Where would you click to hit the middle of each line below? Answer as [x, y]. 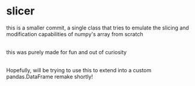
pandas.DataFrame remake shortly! [49, 76]
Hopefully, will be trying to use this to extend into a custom [79, 70]
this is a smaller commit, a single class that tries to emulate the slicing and [97, 28]
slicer [20, 11]
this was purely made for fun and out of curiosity [67, 52]
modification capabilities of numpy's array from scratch [75, 34]
